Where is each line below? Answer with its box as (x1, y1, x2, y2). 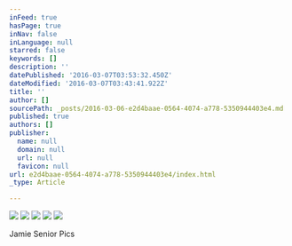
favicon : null (17, 162, 69, 171)
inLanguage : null (9, 37, 74, 47)
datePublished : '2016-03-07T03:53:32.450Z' (9, 71, 173, 80)
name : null (17, 137, 58, 146)
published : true (9, 112, 69, 121)
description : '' (9, 63, 69, 72)
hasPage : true (9, 21, 62, 30)
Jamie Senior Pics (9, 228, 75, 240)
